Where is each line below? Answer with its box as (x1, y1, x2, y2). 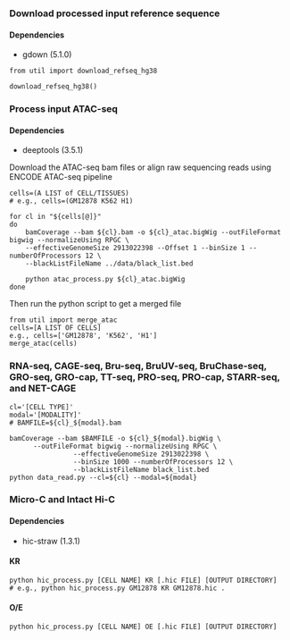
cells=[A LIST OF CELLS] (9, 324, 102, 333)
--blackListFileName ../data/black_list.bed (25, 259, 194, 268)
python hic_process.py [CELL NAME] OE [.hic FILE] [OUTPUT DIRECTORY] (9, 622, 278, 632)
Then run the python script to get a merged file (9, 299, 182, 309)
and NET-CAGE (9, 383, 77, 395)
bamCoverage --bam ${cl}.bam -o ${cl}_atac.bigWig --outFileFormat (25, 228, 281, 237)
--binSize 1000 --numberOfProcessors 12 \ (72, 457, 234, 467)
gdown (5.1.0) (21, 49, 72, 60)
